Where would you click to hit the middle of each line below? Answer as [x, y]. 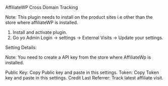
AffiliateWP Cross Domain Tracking [42, 7]
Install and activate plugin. [40, 32]
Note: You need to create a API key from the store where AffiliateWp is [78, 57]
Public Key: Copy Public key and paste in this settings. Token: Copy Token [82, 72]
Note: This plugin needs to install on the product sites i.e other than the [79, 17]
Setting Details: [21, 47]
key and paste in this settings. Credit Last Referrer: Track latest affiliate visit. [84, 78]
